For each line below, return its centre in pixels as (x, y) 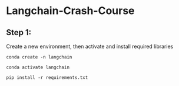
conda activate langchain (38, 67)
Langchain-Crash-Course (70, 11)
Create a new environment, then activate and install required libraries (90, 46)
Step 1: (19, 32)
